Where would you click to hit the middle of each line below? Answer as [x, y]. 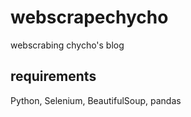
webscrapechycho [89, 17]
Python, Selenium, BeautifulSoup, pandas [96, 100]
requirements [53, 76]
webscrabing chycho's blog [67, 45]
